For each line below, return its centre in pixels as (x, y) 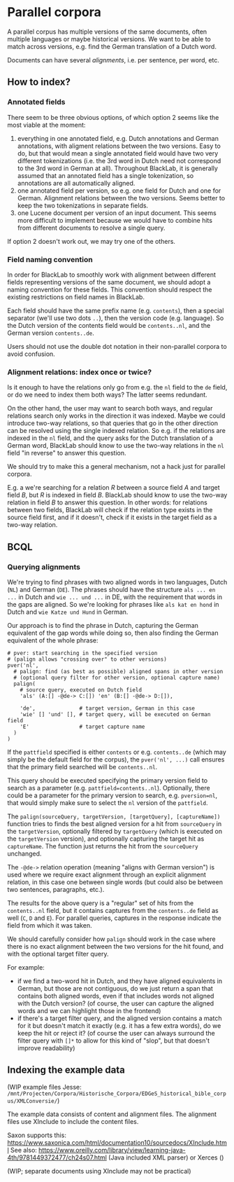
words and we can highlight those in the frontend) (89, 1010)
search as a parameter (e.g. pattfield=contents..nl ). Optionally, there (109, 788)
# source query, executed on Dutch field (81, 690)
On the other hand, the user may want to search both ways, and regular (110, 408)
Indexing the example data (66, 1070)
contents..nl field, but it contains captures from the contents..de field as (113, 910)
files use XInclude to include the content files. (73, 1121)
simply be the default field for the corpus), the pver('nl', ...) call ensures (116, 759)
